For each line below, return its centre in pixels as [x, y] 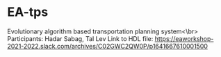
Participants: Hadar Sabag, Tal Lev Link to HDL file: [80, 38]
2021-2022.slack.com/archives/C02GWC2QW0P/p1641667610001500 [108, 46]
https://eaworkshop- [184, 38]
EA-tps [28, 12]
